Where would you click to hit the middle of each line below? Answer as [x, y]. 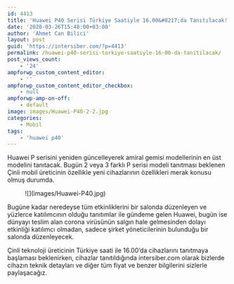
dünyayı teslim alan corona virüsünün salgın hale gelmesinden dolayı [106, 222]
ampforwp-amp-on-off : [39, 99]
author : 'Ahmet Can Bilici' [48, 33]
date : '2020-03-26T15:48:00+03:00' [59, 27]
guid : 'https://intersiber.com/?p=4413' [67, 46]
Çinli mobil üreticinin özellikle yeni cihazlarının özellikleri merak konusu [110, 173]
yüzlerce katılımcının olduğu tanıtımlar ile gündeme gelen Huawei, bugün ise [117, 215]
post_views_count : [34, 60]
